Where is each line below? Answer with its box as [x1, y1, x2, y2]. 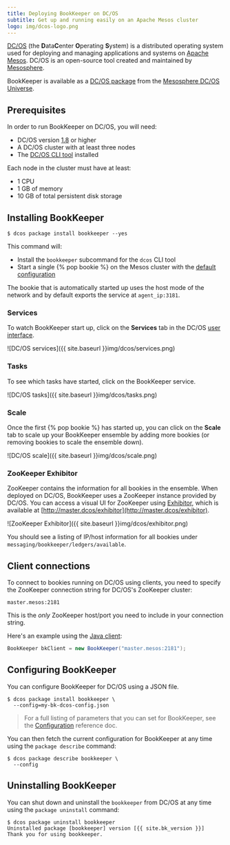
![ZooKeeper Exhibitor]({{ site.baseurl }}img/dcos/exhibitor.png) [7, 519, 188, 528]
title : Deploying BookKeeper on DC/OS [7, 10, 118, 17]
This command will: [7, 242, 63, 250]
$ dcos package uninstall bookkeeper [7, 819, 116, 826]
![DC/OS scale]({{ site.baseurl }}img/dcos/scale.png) [7, 451, 157, 459]
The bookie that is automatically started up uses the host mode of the [7, 284, 205, 291]
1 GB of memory [17, 185, 63, 193]
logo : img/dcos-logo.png [7, 23, 79, 30]
